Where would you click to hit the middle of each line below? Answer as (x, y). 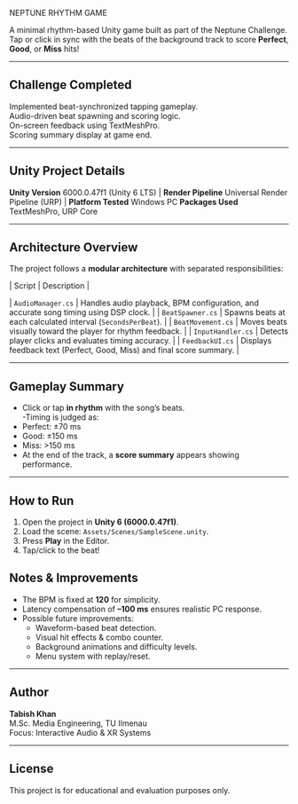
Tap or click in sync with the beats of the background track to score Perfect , (149, 39)
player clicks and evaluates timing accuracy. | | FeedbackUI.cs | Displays (141, 341)
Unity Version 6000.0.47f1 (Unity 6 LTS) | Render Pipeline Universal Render (149, 192)
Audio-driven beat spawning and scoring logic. (95, 115)
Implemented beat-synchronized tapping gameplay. (104, 106)
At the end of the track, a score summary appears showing (130, 455)
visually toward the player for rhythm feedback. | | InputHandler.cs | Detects (149, 331)
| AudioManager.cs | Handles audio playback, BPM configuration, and (134, 303)
